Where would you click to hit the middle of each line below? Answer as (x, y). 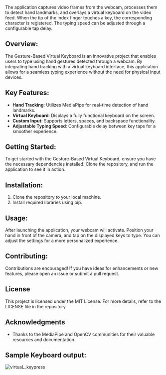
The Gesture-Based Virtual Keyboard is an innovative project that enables (81, 56)
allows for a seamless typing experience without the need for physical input (83, 72)
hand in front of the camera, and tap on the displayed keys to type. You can (83, 236)
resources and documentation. (44, 339)
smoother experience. (35, 131)
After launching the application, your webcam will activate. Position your (79, 230)
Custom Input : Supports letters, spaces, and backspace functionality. (84, 121)
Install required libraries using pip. (47, 202)
